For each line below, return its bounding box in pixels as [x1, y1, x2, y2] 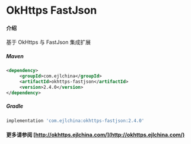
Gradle [6, 102, 24, 110]
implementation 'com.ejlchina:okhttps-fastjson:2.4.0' [6, 117, 145, 124]
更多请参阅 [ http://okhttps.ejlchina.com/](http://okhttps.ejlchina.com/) [6, 132, 185, 139]
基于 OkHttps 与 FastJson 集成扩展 [6, 39, 91, 46]
